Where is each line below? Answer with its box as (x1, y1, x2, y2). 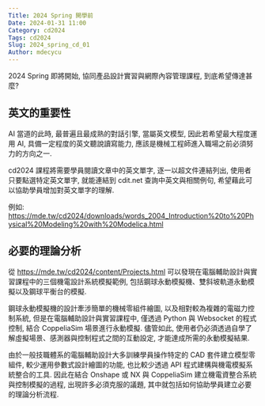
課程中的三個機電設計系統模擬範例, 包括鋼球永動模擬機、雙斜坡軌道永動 (14, 276, 248, 286)
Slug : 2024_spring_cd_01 (8, 41, 90, 49)
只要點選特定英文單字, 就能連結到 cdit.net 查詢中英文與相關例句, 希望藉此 (8, 175, 246, 184)
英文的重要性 (8, 106, 71, 120)
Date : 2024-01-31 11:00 (8, 19, 87, 27)
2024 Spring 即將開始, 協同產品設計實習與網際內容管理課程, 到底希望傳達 (8, 71, 246, 80)
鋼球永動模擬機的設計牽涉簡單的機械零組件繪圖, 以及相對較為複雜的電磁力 (8, 303, 248, 313)
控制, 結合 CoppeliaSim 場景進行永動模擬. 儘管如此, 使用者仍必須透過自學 (8, 323, 245, 332)
